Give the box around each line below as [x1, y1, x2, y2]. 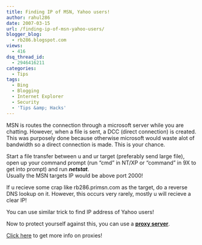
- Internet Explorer [12, 93, 64, 99]
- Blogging [12, 88, 40, 94]
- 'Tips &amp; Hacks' [12, 104, 67, 111]
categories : [6, 65, 37, 72]
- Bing [12, 82, 29, 89]
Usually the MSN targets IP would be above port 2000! [6, 172, 144, 179]
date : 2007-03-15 [6, 20, 50, 26]
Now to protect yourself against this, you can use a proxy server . [6, 220, 170, 227]
